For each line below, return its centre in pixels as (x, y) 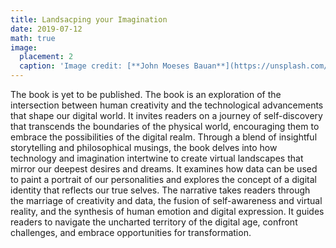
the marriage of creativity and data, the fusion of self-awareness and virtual (166, 200)
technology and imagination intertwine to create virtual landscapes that (157, 158)
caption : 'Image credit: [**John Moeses (104, 66)
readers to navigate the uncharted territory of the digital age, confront (154, 222)
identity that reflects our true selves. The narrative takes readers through (160, 190)
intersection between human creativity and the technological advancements (167, 105)
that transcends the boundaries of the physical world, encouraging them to (165, 126)
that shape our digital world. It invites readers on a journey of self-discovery (166, 115)
